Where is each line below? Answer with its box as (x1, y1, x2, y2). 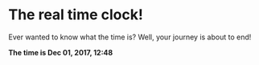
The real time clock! (8, 6, 143, 24)
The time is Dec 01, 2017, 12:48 (8, 47, 113, 57)
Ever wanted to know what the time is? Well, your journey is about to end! (8, 32, 252, 42)
